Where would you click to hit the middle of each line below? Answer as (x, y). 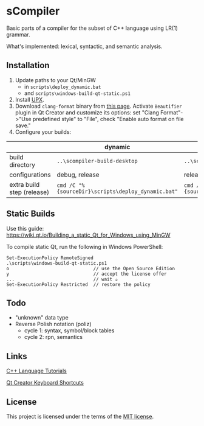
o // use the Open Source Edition (90, 268)
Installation (28, 65)
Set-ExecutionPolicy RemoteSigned (50, 258)
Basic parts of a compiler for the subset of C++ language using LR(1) (92, 28)
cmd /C (66, 185)
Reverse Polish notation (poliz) (53, 324)
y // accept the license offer (87, 274)
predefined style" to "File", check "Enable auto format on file (108, 119)
